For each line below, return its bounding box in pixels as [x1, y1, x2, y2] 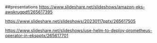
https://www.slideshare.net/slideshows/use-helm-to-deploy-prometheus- [5, 28, 153, 33]
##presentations [5, 4, 38, 10]
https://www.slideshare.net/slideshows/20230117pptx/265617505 [5, 19, 136, 24]
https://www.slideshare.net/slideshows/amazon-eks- [38, 4, 145, 10]
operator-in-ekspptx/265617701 [5, 33, 69, 38]
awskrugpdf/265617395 [5, 9, 53, 15]
